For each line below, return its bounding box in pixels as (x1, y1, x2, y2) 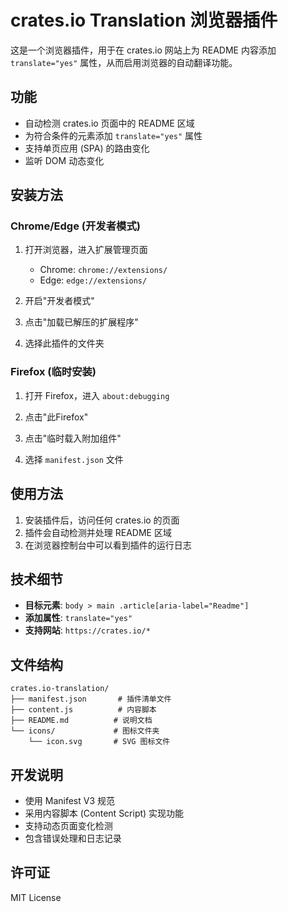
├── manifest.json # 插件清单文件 (10, 694, 172, 705)
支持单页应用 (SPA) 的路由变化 (24, 142, 150, 154)
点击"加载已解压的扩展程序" (24, 316, 139, 328)
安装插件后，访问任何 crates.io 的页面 (24, 514, 180, 526)
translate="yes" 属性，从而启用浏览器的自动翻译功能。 (10, 56, 238, 68)
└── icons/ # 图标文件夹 (10, 726, 160, 736)
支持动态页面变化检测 (24, 819, 113, 831)
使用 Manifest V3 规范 (24, 794, 115, 806)
